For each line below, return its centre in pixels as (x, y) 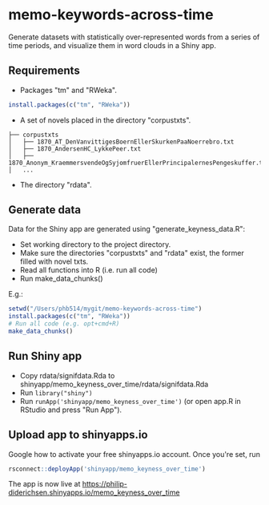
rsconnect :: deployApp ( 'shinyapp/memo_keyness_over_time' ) (107, 469)
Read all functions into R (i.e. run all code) (89, 270)
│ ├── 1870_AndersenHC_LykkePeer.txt (75, 149)
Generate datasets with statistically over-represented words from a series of (134, 37)
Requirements (44, 71)
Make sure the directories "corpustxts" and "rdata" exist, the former (132, 253)
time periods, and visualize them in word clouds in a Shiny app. (112, 45)
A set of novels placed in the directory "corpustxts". (105, 120)
